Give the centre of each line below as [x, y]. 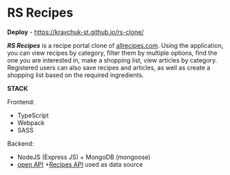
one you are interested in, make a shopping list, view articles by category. [112, 60]
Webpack [31, 122]
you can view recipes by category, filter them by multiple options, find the [112, 53]
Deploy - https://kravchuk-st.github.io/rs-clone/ [76, 32]
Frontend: [21, 101]
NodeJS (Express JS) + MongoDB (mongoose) [84, 157]
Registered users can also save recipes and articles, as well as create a [109, 67]
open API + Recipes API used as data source [80, 164]
